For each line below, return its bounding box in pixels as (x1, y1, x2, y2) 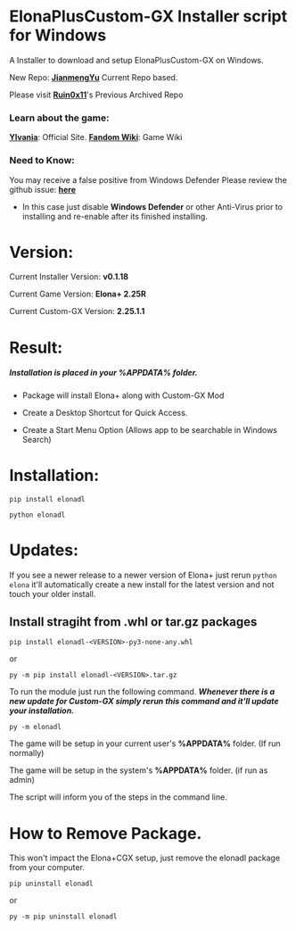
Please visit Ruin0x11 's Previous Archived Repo (9, 89, 184, 100)
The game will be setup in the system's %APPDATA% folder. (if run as (9, 765, 268, 776)
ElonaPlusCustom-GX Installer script (9, 6, 288, 27)
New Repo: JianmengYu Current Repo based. (9, 71, 178, 82)
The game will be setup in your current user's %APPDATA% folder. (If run (9, 738, 281, 749)
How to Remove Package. (9, 823, 202, 843)
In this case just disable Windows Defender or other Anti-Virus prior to (21, 201, 284, 212)
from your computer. (9, 862, 85, 873)
